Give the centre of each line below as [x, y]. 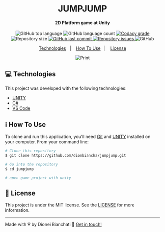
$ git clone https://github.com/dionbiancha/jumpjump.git [66, 155]
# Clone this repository [30, 151]
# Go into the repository [31, 164]
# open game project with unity [38, 178]
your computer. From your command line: [47, 142]
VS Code [21, 108]
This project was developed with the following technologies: [66, 88]
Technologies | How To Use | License [82, 48]
